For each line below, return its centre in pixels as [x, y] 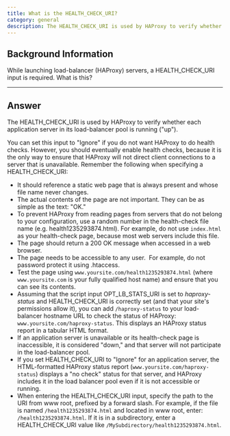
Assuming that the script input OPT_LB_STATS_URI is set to [100, 294]
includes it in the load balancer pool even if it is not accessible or [108, 381]
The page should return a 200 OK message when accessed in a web [114, 243]
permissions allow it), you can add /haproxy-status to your [100, 308]
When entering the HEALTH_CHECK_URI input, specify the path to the [115, 396]
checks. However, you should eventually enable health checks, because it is [114, 150]
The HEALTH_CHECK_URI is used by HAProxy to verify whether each [104, 122]
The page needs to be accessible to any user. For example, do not [111, 258]
